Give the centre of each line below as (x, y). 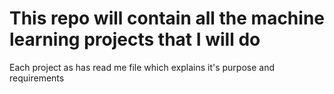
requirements (37, 78)
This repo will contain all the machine (167, 18)
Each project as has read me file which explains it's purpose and (142, 67)
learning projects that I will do (135, 39)
